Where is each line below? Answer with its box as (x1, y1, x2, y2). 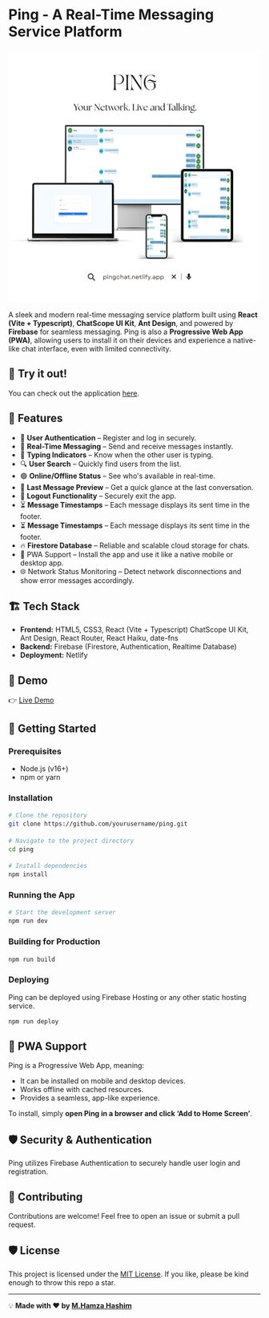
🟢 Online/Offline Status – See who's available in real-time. (19, 471, 216, 480)
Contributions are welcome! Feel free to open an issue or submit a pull (8, 1212, 240, 1220)
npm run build (8, 955, 56, 963)
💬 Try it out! (8, 367, 68, 381)
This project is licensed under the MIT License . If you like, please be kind (8, 1269, 249, 1279)
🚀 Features (8, 412, 63, 425)
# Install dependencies (8, 862, 88, 870)
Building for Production (8, 936, 101, 947)
